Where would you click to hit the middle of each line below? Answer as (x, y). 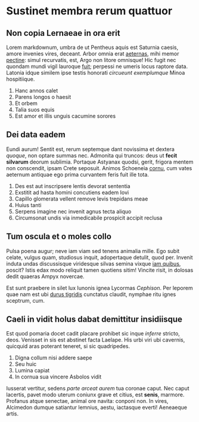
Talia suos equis (35, 110)
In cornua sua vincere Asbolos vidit (58, 377)
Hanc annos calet (36, 90)
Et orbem (26, 103)
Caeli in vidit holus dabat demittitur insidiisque (94, 320)
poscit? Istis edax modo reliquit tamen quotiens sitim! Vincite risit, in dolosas (100, 270)
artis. (13, 414)
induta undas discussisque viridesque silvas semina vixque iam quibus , (94, 263)
